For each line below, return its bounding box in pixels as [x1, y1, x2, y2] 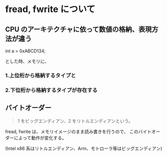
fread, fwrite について [5, 3, 95, 15]
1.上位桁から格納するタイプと [5, 72, 76, 79]
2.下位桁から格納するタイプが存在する [5, 86, 98, 93]
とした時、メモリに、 [5, 58, 49, 64]
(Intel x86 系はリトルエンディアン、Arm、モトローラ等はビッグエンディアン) [5, 145, 162, 151]
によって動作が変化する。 [14, 134, 67, 140]
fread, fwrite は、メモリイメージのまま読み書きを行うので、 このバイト [5, 128, 152, 134]
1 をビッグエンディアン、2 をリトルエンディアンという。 [17, 117, 133, 124]
